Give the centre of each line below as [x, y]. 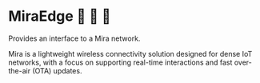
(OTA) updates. [57, 70]
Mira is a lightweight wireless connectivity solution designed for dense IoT [130, 53]
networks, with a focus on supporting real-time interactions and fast [120, 62]
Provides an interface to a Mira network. [74, 38]
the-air [19, 70]
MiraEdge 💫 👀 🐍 [60, 16]
